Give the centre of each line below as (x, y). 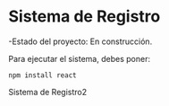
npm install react (42, 75)
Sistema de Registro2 (47, 92)
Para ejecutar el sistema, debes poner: (80, 58)
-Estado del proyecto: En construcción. (80, 41)
